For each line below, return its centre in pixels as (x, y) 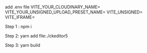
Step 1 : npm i (19, 26)
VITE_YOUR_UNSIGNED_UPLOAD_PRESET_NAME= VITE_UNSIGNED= (74, 12)
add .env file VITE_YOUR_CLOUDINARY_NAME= (53, 7)
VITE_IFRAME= (20, 17)
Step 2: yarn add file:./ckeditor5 (37, 36)
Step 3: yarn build (23, 45)
